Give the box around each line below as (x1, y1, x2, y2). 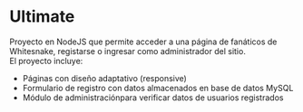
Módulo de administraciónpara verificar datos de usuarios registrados (22, 92, 284, 103)
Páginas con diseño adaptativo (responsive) (22, 72, 188, 83)
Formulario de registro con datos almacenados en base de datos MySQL (22, 82, 294, 93)
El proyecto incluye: (9, 55, 83, 66)
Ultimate (9, 6, 75, 27)
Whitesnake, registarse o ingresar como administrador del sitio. (9, 45, 247, 56)
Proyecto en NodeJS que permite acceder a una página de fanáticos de (9, 36, 278, 47)
